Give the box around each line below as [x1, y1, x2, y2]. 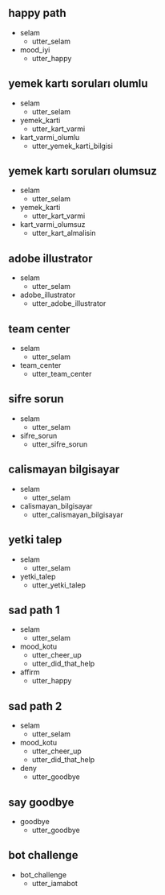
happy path [8, 6, 66, 20]
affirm [19, 667, 40, 677]
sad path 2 [8, 699, 62, 713]
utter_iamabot [31, 878, 78, 888]
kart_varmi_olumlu [19, 132, 80, 142]
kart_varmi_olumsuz [19, 220, 86, 229]
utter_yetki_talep [31, 579, 87, 590]
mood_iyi [19, 44, 50, 55]
